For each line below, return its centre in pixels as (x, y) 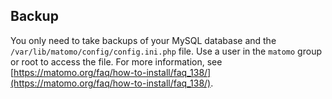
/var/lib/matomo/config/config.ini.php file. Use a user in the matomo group (166, 51)
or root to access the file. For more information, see (116, 61)
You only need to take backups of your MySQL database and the (143, 40)
